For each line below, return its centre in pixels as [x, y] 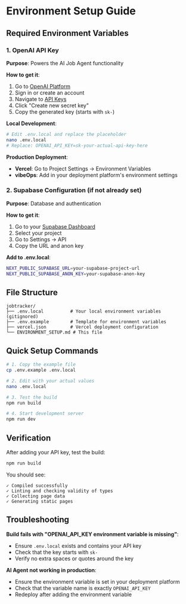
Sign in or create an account [49, 92]
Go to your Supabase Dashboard [55, 226]
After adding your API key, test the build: [56, 452]
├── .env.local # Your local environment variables [84, 312]
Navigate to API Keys [41, 99]
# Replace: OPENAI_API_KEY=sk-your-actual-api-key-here [77, 145]
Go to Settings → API [41, 239]
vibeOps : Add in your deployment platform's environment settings [96, 175]
